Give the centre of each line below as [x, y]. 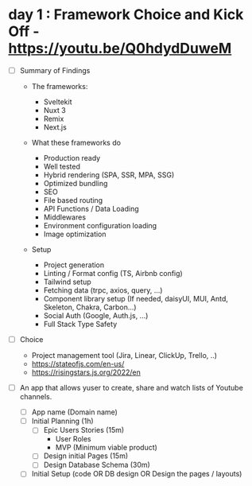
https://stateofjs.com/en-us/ [78, 364]
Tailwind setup [67, 282]
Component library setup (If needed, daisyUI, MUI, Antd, [136, 299]
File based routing [73, 200]
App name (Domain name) [74, 412]
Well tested [62, 166]
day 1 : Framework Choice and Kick [126, 15]
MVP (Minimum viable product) [106, 448]
